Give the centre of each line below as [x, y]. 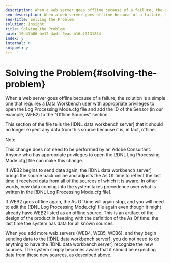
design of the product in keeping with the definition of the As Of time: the [82, 218]
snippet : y [17, 48]
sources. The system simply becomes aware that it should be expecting [81, 249]
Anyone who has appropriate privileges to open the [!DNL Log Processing [83, 155]
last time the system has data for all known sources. [60, 223]
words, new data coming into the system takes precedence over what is [81, 186]
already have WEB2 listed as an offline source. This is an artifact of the [79, 213]
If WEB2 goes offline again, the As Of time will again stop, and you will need [85, 201]
